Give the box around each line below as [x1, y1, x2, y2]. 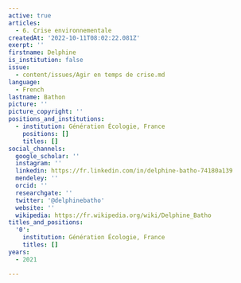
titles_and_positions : [8, 219, 84, 227]
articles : [8, 19, 41, 27]
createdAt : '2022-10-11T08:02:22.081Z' [8, 33, 141, 42]
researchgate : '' [15, 188, 73, 197]
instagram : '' [15, 160, 62, 168]
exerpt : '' [8, 41, 45, 49]
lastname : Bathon [8, 93, 66, 101]
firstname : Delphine [8, 48, 77, 56]
